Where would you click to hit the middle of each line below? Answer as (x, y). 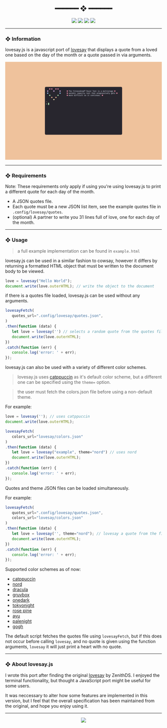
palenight (22, 621)
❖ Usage (16, 240)
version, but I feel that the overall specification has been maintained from (80, 701)
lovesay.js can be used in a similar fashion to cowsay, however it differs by (81, 261)
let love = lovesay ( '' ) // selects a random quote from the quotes (83, 331)
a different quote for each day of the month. (50, 192)
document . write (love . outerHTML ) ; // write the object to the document (80, 286)
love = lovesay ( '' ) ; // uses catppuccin (48, 417)
